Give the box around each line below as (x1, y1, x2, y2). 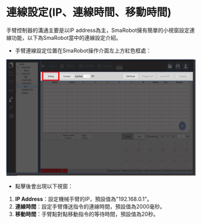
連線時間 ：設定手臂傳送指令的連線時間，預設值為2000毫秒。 (14, 203, 165, 210)
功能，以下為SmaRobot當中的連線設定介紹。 (11, 34, 121, 41)
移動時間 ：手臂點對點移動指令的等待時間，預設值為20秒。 (14, 210, 159, 218)
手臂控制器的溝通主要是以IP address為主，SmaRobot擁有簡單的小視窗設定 (6, 27, 190, 34)
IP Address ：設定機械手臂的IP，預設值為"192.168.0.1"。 (14, 195, 153, 203)
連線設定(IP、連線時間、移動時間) (6, 5, 172, 19)
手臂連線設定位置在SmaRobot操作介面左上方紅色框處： (14, 46, 151, 54)
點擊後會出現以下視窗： (14, 182, 73, 190)
